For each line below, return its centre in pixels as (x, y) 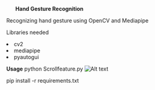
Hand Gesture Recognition (49, 9)
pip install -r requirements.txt (43, 81)
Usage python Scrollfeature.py (45, 69)
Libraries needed (28, 32)
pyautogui (27, 57)
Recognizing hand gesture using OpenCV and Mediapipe (77, 20)
